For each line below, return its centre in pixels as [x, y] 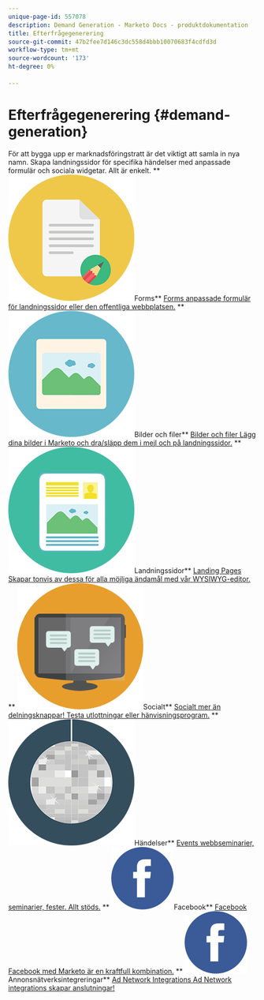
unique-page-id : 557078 [47, 17]
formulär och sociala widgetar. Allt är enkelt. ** [84, 170]
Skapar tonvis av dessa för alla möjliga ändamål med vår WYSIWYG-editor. [129, 579]
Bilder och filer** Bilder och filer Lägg [195, 434]
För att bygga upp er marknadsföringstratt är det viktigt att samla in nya [124, 153]
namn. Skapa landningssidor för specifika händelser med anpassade [119, 162]
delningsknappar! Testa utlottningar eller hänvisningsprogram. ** [113, 715]
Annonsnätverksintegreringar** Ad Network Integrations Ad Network [120, 979]
